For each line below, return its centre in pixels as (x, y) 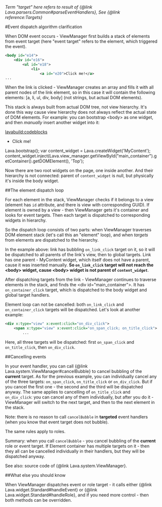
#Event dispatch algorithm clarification (44, 27)
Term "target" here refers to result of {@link (49, 7)
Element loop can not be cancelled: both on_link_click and (65, 305)
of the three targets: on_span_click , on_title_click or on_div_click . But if (79, 382)
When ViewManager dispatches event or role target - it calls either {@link (78, 484)
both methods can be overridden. (38, 500)
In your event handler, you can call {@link (47, 366)
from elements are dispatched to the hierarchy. (52, 240)
